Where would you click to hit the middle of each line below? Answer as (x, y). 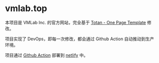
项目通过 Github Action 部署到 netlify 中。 (47, 55)
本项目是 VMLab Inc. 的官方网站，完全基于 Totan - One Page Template (76, 22)
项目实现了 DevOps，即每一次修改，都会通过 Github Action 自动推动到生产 (80, 39)
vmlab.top (26, 8)
